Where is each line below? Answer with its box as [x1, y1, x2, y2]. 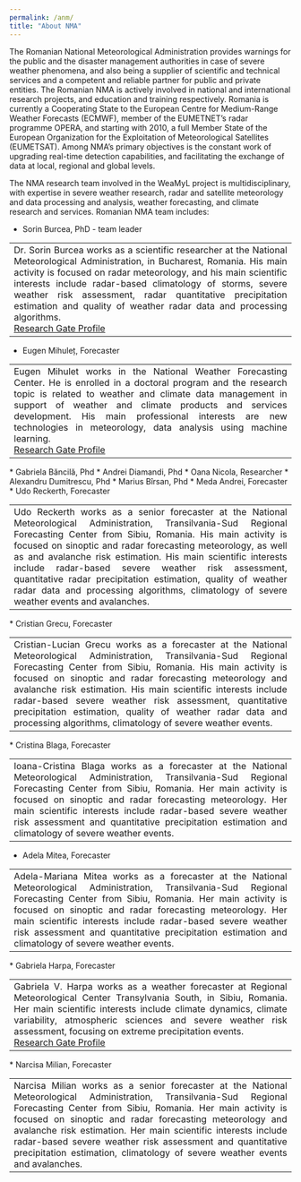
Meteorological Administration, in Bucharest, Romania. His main [13, 254, 288, 267]
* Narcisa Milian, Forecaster [9, 1058, 112, 1070]
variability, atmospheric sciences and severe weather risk [13, 1014, 288, 1026]
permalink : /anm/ [9, 13, 74, 22]
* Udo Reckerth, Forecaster [9, 485, 110, 496]
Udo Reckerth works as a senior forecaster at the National [13, 505, 288, 518]
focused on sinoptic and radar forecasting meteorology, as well [13, 539, 288, 552]
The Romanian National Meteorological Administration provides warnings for [9, 46, 291, 56]
